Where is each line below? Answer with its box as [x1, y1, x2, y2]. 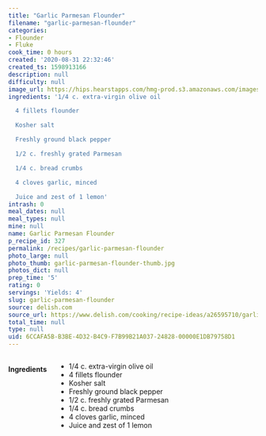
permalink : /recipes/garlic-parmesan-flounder [8, 244, 165, 252]
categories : [8, 26, 47, 34]
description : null [8, 71, 69, 78]
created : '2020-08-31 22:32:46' [8, 56, 115, 64]
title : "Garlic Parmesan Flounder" [8, 11, 126, 20]
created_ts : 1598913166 [8, 63, 87, 71]
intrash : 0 [8, 200, 44, 208]
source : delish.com [8, 303, 73, 312]
